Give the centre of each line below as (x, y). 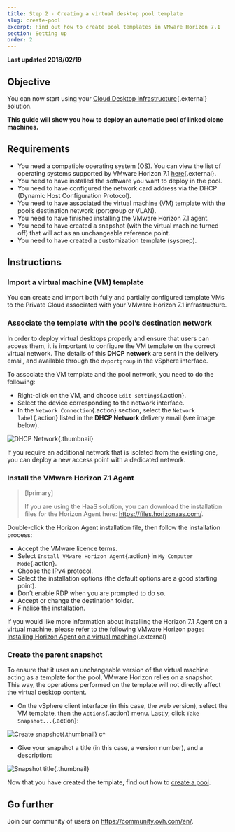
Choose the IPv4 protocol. (55, 571)
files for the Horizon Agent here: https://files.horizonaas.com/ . (114, 514)
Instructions (34, 262)
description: (35, 755)
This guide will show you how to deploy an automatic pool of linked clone (115, 119)
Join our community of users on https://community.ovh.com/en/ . (100, 821)
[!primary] (39, 493)
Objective (29, 82)
